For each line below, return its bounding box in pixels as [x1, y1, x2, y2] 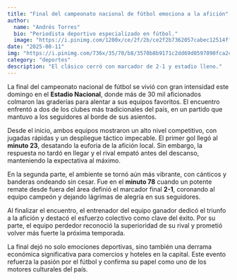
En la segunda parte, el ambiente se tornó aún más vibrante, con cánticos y [7, 170, 227, 178]
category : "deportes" [7, 57, 71, 64]
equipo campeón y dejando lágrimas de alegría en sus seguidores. [7, 192, 201, 201]
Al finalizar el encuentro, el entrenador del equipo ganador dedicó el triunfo [7, 206, 226, 214]
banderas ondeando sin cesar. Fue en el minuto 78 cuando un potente [7, 177, 212, 186]
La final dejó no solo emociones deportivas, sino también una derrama [7, 242, 212, 251]
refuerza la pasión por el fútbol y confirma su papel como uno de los [7, 257, 207, 266]
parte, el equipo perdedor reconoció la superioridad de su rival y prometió [7, 221, 223, 230]
